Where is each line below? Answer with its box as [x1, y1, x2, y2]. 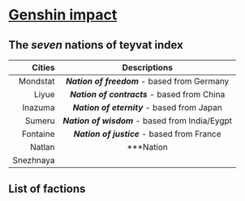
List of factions [8, 182, 86, 196]
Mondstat [18, 75, 55, 87]
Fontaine [21, 128, 55, 139]
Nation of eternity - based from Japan [72, 102, 223, 113]
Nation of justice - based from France [73, 128, 221, 139]
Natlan [29, 142, 55, 152]
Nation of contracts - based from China [70, 89, 226, 100]
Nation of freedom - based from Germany [66, 75, 230, 87]
